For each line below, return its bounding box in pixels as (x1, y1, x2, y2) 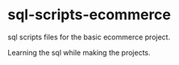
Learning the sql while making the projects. (7, 47, 151, 57)
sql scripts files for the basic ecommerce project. (7, 32, 171, 42)
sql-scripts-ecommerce (7, 6, 171, 24)
